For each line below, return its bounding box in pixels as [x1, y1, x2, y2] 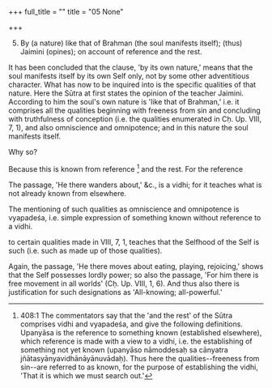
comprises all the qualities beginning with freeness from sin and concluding [8, 105, 261, 115]
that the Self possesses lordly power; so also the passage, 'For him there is [8, 270, 259, 279]
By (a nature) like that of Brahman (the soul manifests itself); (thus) [19, 38, 243, 48]
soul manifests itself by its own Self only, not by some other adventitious [8, 71, 249, 80]
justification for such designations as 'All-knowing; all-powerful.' [8, 287, 223, 296]
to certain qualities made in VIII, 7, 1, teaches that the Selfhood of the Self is [8, 237, 260, 246]
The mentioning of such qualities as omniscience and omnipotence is [8, 204, 240, 214]
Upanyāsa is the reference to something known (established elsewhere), [19, 327, 262, 337]
